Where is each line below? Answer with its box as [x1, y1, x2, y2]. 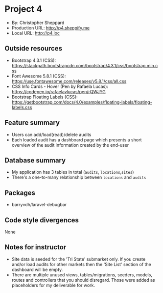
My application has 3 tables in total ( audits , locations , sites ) [11, 169, 134, 175]
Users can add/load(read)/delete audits [11, 132, 92, 137]
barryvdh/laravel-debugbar [11, 202, 67, 208]
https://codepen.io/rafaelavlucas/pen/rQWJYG [11, 88, 106, 94]
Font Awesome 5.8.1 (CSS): [11, 73, 66, 79]
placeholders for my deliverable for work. [11, 282, 95, 288]
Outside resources [4, 44, 62, 53]
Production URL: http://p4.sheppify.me [11, 25, 90, 30]
